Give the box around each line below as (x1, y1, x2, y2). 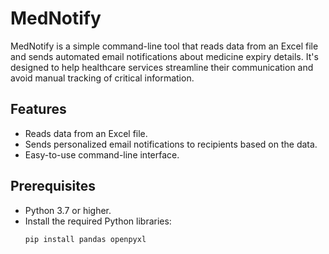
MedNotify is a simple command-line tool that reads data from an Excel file (10, 40, 319, 52)
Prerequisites (10, 178, 96, 195)
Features (10, 101, 67, 118)
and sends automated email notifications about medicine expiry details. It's (10, 50, 319, 62)
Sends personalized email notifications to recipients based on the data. (24, 138, 318, 150)
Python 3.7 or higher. (24, 204, 112, 216)
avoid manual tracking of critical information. (10, 72, 195, 84)
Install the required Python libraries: (24, 215, 172, 227)
